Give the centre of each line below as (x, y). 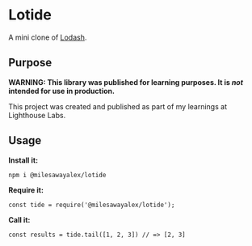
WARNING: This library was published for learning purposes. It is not (126, 82)
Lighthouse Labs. (37, 115)
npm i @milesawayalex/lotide (57, 175)
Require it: (26, 190)
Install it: (23, 160)
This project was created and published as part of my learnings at (118, 106)
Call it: (19, 219)
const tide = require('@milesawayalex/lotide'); (92, 205)
